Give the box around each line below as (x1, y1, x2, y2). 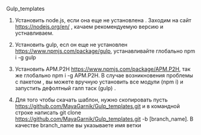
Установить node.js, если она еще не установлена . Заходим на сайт (14, 17, 191, 23)
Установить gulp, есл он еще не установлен (14, 41, 128, 48)
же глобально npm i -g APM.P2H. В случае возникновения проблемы (14, 72, 194, 79)
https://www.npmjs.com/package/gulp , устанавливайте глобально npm (14, 47, 196, 55)
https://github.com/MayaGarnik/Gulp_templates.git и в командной (14, 103, 181, 110)
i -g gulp (14, 54, 36, 61)
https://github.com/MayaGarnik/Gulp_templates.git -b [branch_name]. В (14, 115, 194, 122)
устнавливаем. (14, 29, 54, 37)
